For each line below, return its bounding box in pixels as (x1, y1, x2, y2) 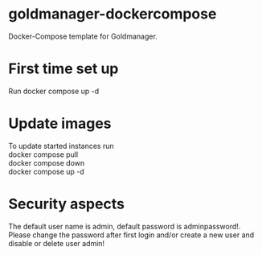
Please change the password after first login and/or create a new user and (8, 230, 255, 240)
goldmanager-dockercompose (8, 5, 217, 23)
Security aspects (8, 195, 125, 213)
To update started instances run (8, 141, 114, 150)
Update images (8, 114, 112, 133)
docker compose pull (8, 150, 79, 159)
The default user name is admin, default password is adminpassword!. (8, 221, 241, 231)
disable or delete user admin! (8, 238, 105, 248)
